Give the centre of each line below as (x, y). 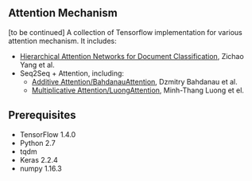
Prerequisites (42, 115)
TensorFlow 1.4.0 (48, 134)
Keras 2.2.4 (39, 159)
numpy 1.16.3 (41, 168)
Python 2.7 (37, 143)
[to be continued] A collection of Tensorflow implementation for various (125, 32)
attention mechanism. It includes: (62, 41)
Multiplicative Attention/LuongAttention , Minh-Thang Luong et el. (138, 90)
